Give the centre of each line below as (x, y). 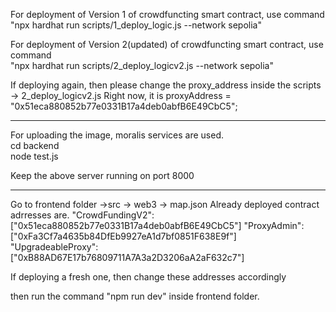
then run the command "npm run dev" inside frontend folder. (135, 296)
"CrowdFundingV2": (113, 215)
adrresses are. (40, 215)
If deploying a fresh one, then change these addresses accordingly (148, 277)
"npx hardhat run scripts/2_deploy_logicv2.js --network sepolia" (142, 65)
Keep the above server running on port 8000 (102, 175)
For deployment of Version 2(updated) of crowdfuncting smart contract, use (167, 44)
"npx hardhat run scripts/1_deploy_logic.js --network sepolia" (136, 25)
